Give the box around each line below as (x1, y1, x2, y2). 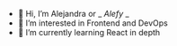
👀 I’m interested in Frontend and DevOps (17, 18, 168, 28)
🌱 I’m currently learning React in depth (17, 27, 161, 37)
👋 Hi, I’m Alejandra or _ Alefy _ (17, 9, 129, 19)
